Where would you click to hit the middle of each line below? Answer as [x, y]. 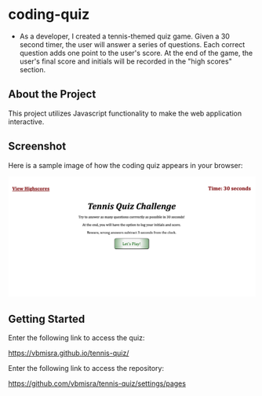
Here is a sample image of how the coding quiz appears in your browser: [126, 165]
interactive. [26, 121]
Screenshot [37, 147]
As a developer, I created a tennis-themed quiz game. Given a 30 [124, 36]
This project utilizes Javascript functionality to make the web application [125, 113]
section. [33, 69]
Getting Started [47, 319]
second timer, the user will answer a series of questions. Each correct [132, 44]
